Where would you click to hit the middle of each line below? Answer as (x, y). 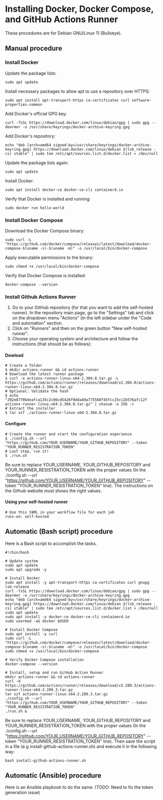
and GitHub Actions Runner (61, 19)
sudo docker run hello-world (35, 208)
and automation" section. (37, 323)
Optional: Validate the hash (39, 391)
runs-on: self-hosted (27, 516)
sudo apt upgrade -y (26, 569)
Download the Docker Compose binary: (45, 231)
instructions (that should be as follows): (52, 344)
